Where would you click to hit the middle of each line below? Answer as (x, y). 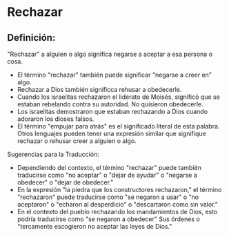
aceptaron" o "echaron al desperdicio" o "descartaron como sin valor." (118, 204)
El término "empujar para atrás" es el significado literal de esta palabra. (118, 126)
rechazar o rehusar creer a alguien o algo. (77, 141)
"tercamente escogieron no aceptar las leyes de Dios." (94, 226)
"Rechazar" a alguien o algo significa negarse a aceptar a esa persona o (110, 54)
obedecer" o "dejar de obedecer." (65, 182)
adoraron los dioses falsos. (56, 119)
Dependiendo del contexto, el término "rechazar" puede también (109, 168)
